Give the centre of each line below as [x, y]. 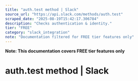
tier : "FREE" [19, 28]
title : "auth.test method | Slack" [42, 10]
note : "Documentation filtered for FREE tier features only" [70, 37]
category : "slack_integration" [37, 32]
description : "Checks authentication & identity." [59, 23]
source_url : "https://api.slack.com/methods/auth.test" [64, 14]
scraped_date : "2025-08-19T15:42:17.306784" [52, 19]
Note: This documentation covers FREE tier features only [65, 51]
